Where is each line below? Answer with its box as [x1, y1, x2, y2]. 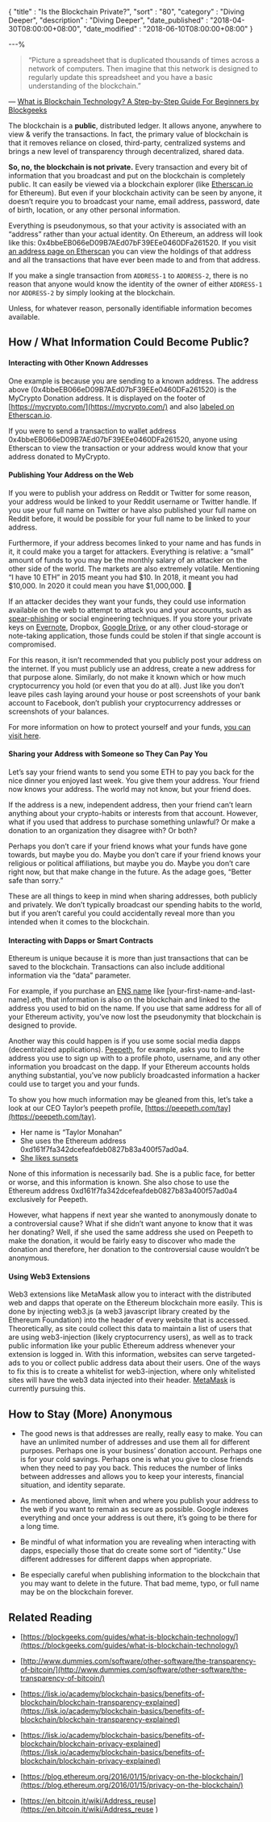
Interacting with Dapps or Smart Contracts [8, 936, 154, 945]
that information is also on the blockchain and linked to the [45, 995, 240, 1004]
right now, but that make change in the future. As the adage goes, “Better [8, 867, 252, 877]
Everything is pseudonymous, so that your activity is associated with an [8, 221, 247, 230]
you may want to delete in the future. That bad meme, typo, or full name [19, 1578, 260, 1589]
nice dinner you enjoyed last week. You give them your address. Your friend [8, 776, 261, 785]
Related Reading [8, 1610, 93, 1624]
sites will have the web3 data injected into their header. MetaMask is [8, 1376, 236, 1385]
